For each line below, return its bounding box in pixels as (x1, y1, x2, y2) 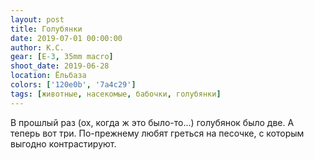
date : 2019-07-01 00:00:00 (10, 33, 123, 43)
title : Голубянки (10, 24, 83, 34)
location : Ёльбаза (10, 71, 87, 81)
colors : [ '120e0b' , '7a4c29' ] (10, 80, 137, 90)
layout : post (10, 14, 65, 25)
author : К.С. (10, 42, 65, 53)
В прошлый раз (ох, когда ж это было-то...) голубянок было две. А (10, 116, 295, 128)
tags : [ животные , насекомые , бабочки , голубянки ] (10, 89, 222, 99)
